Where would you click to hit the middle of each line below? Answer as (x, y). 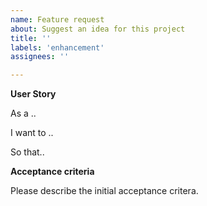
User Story (33, 94)
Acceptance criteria (52, 172)
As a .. (23, 113)
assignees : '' (40, 57)
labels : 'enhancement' (57, 47)
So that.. (27, 152)
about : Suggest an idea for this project (98, 29)
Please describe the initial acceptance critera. (104, 191)
